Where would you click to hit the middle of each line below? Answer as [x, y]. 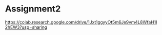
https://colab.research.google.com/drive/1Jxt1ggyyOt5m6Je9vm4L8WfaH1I [81, 22]
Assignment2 [33, 9]
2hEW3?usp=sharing [26, 27]
